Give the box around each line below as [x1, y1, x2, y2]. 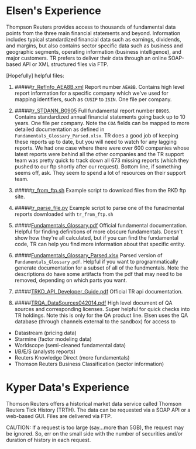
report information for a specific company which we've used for [14, 89, 169, 96]
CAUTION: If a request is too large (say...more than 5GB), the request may [6, 424, 184, 431]
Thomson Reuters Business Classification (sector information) [14, 360, 164, 367]
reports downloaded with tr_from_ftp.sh [14, 210, 114, 217]
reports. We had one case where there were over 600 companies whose [14, 144, 190, 151]
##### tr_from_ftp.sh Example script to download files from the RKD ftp [14, 186, 186, 194]
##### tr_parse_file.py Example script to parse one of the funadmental [14, 204, 184, 211]
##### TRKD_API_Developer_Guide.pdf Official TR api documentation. [14, 288, 183, 295]
